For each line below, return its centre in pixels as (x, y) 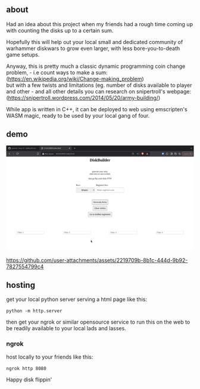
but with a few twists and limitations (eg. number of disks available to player (99, 85)
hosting (21, 285)
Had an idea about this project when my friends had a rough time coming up (100, 24)
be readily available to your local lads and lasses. (66, 328)
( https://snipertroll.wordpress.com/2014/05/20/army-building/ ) (83, 98)
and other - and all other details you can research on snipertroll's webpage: (99, 91)
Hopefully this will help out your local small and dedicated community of (95, 42)
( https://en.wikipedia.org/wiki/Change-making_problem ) (75, 79)
